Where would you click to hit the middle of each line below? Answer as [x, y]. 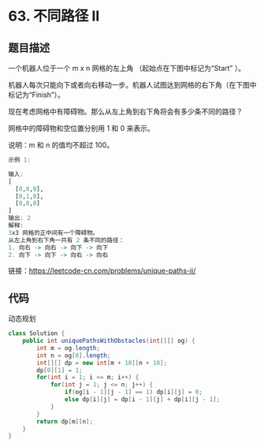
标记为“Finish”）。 [37, 95]
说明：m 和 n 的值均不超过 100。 [61, 145]
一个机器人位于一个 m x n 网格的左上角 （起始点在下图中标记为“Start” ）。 [127, 68]
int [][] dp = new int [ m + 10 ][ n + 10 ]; [102, 363]
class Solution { [37, 333]
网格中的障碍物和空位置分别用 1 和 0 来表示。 [82, 128]
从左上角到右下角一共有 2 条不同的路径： [66, 240]
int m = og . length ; [69, 348]
